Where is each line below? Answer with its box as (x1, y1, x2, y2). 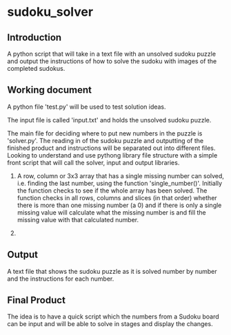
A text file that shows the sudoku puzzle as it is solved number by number (7, 267, 217, 275)
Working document (7, 84, 92, 96)
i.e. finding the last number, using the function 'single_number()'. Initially (17, 179, 223, 187)
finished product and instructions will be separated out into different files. (7, 144, 216, 152)
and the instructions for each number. (7, 274, 114, 283)
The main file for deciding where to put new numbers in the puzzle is (7, 129, 203, 138)
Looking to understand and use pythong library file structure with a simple (7, 151, 218, 159)
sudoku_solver (7, 4, 94, 20)
